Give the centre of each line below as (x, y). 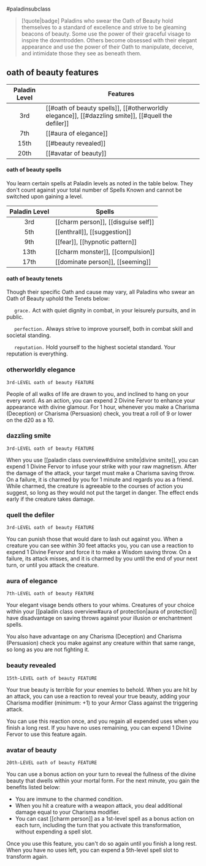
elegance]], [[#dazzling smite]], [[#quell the (109, 115)
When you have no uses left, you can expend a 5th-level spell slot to (93, 850)
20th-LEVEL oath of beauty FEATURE (52, 763)
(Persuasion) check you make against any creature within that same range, (101, 643)
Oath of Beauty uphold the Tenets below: (58, 299)
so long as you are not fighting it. (48, 649)
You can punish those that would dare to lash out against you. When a (94, 539)
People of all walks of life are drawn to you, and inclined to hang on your (97, 394)
